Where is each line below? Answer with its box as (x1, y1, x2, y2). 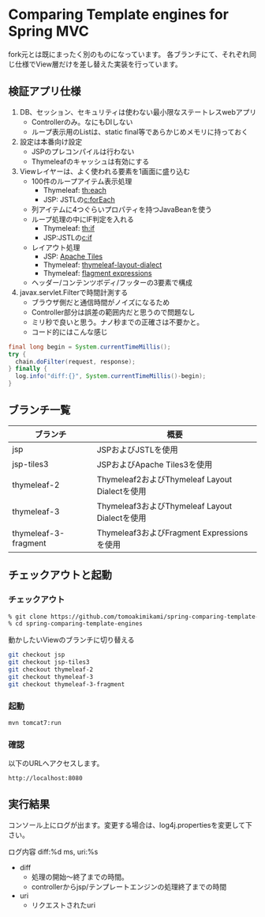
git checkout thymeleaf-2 (8, 666, 93, 674)
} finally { (8, 365, 47, 373)
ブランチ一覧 (8, 403, 71, 417)
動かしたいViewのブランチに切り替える (8, 635, 135, 645)
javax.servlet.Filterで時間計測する (19, 287, 129, 297)
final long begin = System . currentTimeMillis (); (8, 342, 171, 351)
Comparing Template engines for (8, 6, 229, 24)
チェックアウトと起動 (8, 568, 112, 582)
